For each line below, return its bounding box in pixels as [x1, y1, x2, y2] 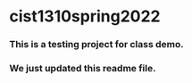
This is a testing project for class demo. [9, 38, 185, 51]
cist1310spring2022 [9, 6, 161, 27]
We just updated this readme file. [9, 62, 156, 75]
